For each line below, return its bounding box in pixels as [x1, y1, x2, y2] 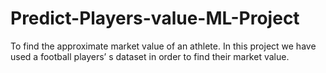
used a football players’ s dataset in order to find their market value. [10, 50, 290, 62]
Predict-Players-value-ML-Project [10, 7, 300, 30]
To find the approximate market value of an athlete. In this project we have [10, 40, 317, 52]
